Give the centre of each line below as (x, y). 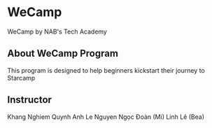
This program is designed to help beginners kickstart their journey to (106, 70)
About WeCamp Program (63, 54)
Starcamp (21, 78)
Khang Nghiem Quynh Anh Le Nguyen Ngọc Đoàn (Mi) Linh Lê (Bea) (106, 117)
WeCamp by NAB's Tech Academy (57, 31)
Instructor (30, 100)
